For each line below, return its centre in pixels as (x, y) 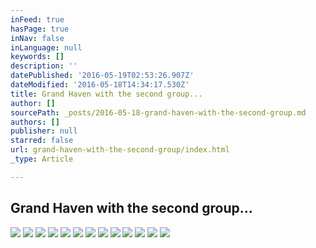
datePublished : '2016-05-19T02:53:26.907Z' (102, 76)
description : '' (44, 66)
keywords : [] (37, 57)
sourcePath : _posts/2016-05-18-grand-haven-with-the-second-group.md (158, 112)
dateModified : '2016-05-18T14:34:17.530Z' (100, 85)
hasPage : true (40, 29)
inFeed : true (37, 19)
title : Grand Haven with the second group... (106, 94)
